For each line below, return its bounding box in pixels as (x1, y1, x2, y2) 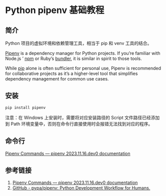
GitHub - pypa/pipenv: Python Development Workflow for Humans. (12, 185, 150, 191)
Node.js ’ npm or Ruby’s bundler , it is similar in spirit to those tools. (5, 55, 142, 61)
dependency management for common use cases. (5, 76, 109, 81)
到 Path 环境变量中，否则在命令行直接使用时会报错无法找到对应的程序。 (5, 120, 153, 126)
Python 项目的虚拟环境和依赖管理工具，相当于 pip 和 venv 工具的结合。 (5, 40, 152, 46)
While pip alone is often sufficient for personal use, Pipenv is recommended (5, 65, 161, 71)
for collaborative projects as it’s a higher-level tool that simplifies (5, 70, 138, 76)
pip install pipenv (5, 105, 46, 110)
